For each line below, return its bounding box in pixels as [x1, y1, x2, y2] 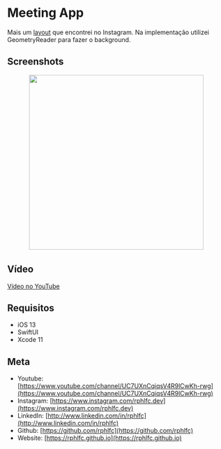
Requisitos [7, 302, 54, 314]
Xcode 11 [17, 336, 43, 344]
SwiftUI [17, 328, 39, 336]
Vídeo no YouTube [7, 282, 61, 290]
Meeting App [7, 5, 84, 21]
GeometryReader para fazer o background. [7, 35, 131, 43]
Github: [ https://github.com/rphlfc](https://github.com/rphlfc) [17, 427, 194, 435]
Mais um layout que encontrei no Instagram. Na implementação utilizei [7, 28, 209, 36]
